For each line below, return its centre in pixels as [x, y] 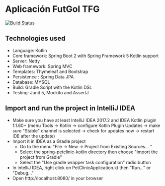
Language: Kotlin [30, 50]
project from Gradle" [41, 157]
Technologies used [35, 38]
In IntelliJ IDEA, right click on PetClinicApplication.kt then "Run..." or [82, 168]
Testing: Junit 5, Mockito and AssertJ [50, 92]
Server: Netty [26, 61]
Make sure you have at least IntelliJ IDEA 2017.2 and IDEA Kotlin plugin [84, 120]
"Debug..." [23, 173]
